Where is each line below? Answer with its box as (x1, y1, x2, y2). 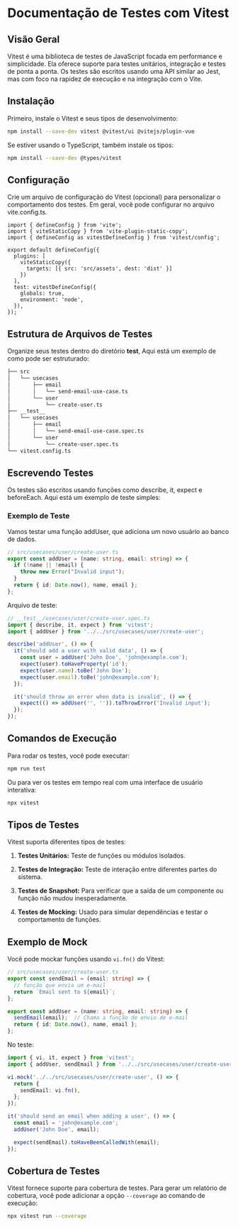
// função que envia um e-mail (13, 981, 106, 988)
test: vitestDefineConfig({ (13, 284, 97, 291)
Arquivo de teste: (7, 601, 58, 609)
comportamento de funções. (17, 915, 101, 924)
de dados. (7, 535, 37, 543)
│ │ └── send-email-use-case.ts (7, 388, 129, 395)
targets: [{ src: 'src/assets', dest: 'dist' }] (25, 265, 173, 273)
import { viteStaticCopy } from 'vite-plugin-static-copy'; (7, 228, 189, 235)
